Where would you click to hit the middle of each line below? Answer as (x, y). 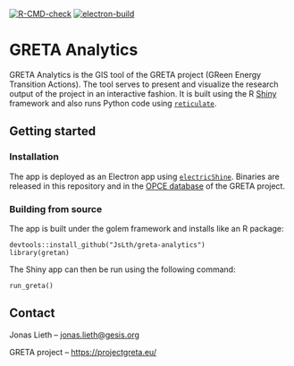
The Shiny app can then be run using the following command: (122, 269)
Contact (32, 313)
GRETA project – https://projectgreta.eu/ (83, 352)
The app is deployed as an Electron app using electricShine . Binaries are (144, 176)
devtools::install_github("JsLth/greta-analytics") (107, 245)
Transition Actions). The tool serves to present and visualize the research (144, 84)
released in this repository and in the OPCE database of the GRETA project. (147, 186)
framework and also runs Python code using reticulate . (113, 103)
